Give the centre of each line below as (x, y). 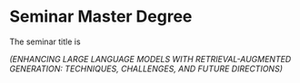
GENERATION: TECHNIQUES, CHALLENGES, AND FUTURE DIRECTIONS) (146, 69)
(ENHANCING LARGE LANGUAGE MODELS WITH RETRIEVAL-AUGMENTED (150, 59)
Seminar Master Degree (101, 17)
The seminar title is (45, 41)
